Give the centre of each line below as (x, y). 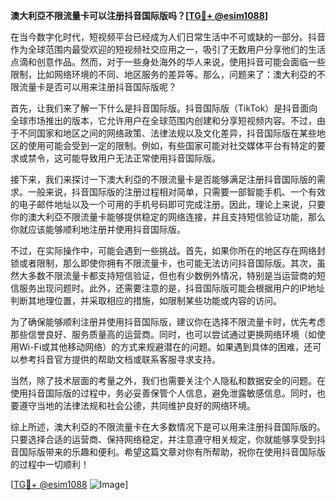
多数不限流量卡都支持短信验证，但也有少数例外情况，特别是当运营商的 (172, 275)
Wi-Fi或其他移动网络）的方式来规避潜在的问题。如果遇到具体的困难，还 (165, 347)
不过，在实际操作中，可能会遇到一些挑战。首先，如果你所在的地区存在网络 (163, 250)
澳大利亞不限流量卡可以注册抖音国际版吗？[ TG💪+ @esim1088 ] (139, 15)
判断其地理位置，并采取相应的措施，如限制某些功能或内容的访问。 (146, 300)
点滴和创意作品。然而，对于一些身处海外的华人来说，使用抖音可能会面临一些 (168, 62)
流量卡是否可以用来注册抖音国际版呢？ (97, 87)
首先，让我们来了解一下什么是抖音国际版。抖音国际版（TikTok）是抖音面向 (164, 108)
